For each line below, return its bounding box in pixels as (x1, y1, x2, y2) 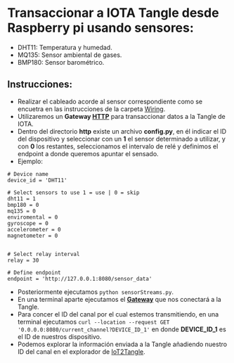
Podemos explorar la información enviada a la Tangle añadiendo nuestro (17, 340, 227, 348)
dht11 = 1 (7, 195, 37, 202)
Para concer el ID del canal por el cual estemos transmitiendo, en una (17, 310, 219, 318)
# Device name (7, 170, 49, 177)
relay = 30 (7, 257, 39, 264)
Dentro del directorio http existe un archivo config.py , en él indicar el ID (17, 127, 227, 135)
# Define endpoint (7, 269, 61, 276)
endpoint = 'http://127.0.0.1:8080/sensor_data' (7, 275, 152, 282)
